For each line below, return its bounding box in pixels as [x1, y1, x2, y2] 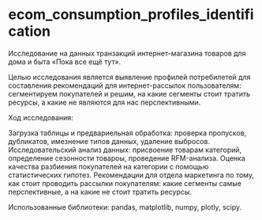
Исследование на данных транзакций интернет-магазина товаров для [8, 48, 246, 58]
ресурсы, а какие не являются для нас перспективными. [8, 97, 201, 107]
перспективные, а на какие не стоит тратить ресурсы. [8, 187, 192, 196]
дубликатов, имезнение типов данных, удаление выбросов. [8, 136, 211, 146]
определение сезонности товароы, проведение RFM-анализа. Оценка [8, 153, 246, 163]
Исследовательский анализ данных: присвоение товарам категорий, [8, 145, 242, 154]
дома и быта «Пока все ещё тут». [8, 57, 122, 66]
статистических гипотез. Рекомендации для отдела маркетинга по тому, [8, 170, 255, 180]
